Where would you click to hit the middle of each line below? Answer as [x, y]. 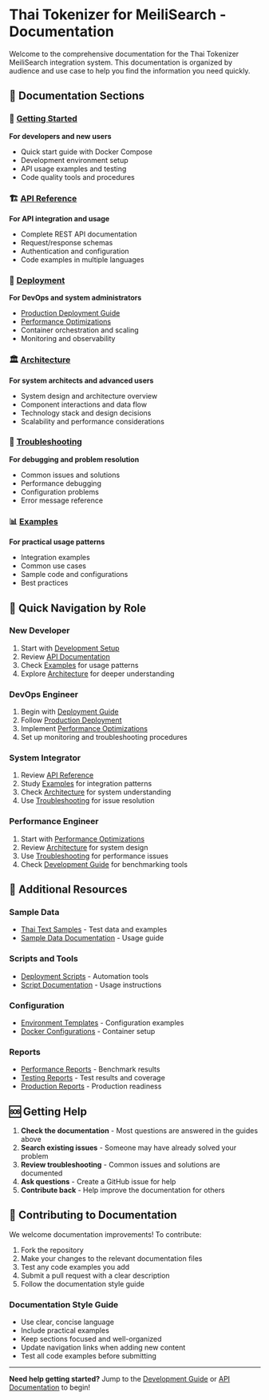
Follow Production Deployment [71, 720]
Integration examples [55, 558]
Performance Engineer [54, 821]
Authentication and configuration [75, 251]
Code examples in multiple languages [82, 259]
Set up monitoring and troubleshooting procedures [104, 738]
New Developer [40, 630]
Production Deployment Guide [70, 313]
